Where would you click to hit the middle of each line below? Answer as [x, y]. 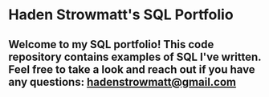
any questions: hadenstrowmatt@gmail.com [122, 82]
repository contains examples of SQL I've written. [135, 57]
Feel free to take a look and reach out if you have [132, 69]
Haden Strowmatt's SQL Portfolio [121, 15]
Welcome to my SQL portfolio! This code [111, 44]
